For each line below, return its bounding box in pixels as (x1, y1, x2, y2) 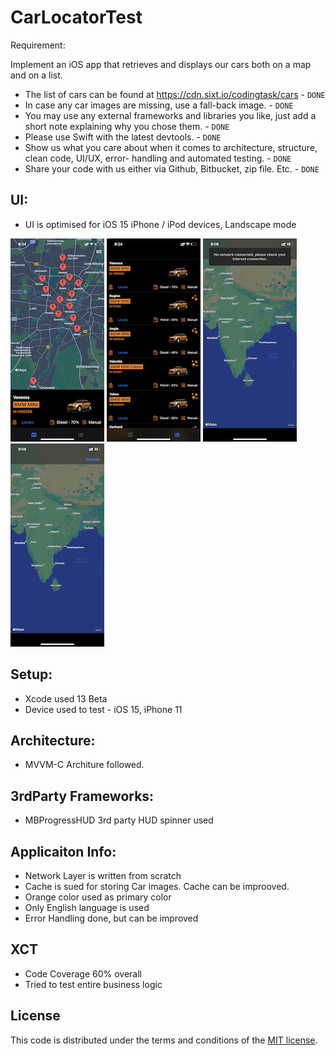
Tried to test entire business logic (24, 978, 163, 990)
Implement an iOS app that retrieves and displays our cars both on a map (10, 58, 312, 70)
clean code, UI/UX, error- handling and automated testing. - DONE (24, 152, 292, 164)
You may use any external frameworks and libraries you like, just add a (24, 109, 317, 121)
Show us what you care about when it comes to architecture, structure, (24, 141, 318, 153)
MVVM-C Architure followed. (24, 759, 145, 771)
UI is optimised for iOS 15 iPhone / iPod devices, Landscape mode (24, 218, 297, 230)
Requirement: (10, 39, 66, 51)
